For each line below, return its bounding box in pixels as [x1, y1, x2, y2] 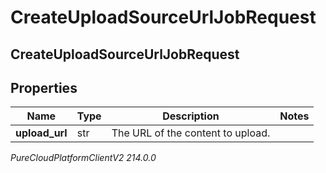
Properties [10, 79, 78, 96]
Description [162, 109, 220, 123]
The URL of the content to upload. [111, 126, 271, 140]
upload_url [15, 126, 68, 140]
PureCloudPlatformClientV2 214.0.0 [10, 152, 157, 164]
